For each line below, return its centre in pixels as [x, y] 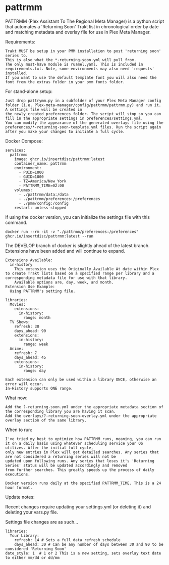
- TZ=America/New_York [42, 181]
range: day [35, 370]
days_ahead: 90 [30, 331]
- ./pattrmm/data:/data [44, 194]
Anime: [17, 348]
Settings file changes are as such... [42, 522]
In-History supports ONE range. [39, 388]
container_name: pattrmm [40, 163]
